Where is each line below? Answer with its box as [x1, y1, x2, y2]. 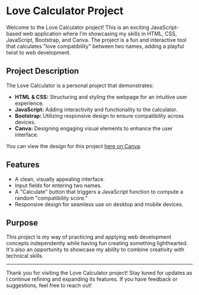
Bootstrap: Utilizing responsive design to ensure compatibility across [14, 112, 184, 119]
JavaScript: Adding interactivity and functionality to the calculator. [14, 105, 178, 113]
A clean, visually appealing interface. [14, 175, 105, 182]
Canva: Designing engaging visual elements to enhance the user [14, 124, 173, 132]
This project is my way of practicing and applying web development [6, 233, 172, 241]
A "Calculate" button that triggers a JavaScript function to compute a [14, 188, 184, 195]
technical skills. [6, 252, 44, 259]
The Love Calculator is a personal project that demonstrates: [6, 82, 154, 89]
